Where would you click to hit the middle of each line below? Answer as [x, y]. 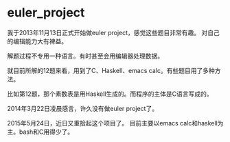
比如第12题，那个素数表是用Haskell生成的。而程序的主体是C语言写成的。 [110, 94]
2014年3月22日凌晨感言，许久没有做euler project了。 [83, 108]
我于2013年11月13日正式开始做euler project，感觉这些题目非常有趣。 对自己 [113, 32]
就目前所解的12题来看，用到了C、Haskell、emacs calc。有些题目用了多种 [111, 70]
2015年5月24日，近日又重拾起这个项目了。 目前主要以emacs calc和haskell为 [115, 123]
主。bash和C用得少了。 [41, 132]
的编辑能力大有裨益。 [37, 41]
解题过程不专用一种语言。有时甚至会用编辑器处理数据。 [85, 56]
